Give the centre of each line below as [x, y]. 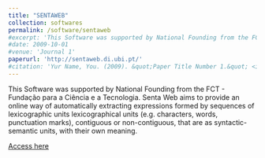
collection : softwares [45, 23]
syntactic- [231, 122]
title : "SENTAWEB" [38, 15]
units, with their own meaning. [88, 130]
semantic [23, 130]
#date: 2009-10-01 [38, 45]
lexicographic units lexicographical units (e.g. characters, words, [113, 114]
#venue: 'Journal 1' [42, 52]
